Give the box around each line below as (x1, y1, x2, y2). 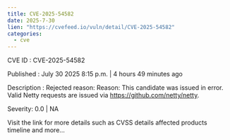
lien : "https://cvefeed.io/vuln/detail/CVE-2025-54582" (7, 23, 175, 30)
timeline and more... (7, 126, 66, 134)
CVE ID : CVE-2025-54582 (7, 56, 85, 64)
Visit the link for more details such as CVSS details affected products (7, 118, 207, 127)
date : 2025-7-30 (7, 17, 55, 24)
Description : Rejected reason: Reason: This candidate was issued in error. (7, 83, 224, 92)
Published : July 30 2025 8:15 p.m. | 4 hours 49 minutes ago (7, 70, 183, 78)
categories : (7, 30, 42, 37)
